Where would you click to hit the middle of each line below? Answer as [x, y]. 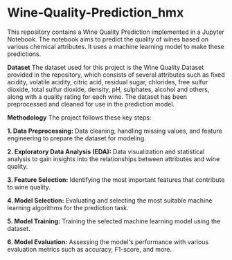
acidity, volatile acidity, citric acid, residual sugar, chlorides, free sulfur [108, 82]
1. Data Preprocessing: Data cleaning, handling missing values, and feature [115, 131]
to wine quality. [29, 187]
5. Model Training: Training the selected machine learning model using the [114, 221]
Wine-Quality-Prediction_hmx [96, 13]
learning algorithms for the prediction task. [68, 207]
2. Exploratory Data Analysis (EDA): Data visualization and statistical [106, 151]
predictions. [24, 54]
